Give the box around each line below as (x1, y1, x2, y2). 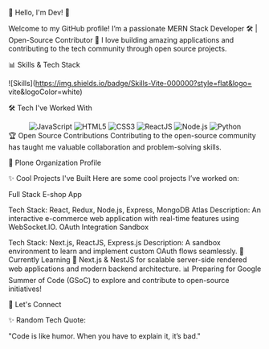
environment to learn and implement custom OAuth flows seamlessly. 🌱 (8, 246, 245, 256)
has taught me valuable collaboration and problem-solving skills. (8, 142, 222, 152)
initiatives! (8, 284, 43, 294)
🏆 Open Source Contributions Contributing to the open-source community (8, 131, 257, 140)
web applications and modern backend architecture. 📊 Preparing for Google (8, 264, 262, 273)
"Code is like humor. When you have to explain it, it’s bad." (8, 331, 201, 341)
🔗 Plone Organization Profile (8, 158, 102, 167)
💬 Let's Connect (8, 300, 62, 309)
